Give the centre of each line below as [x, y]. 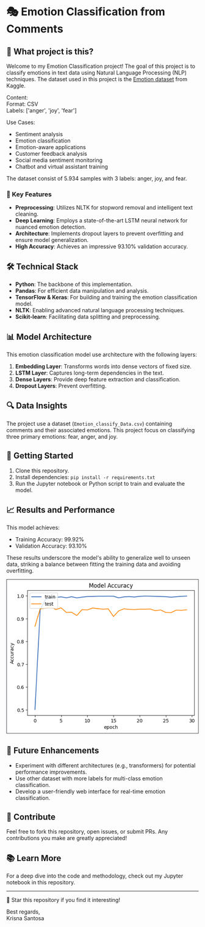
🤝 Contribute [31, 817]
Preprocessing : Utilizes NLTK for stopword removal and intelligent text [104, 208]
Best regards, [23, 912]
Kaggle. [16, 86]
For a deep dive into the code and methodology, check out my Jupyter [95, 876]
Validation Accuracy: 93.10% [51, 546]
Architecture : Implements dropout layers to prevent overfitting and [99, 233]
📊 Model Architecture [49, 337]
